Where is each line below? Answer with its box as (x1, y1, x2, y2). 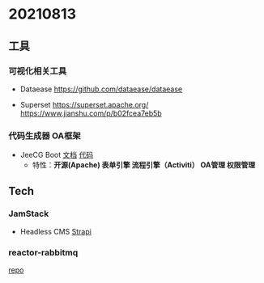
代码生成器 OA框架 (8, 130, 81, 141)
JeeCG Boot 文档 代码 (19, 150, 94, 160)
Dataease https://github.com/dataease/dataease (19, 84, 183, 94)
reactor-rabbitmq (8, 247, 79, 258)
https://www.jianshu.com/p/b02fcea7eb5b (19, 108, 162, 118)
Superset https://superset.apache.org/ (19, 99, 149, 109)
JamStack (8, 208, 49, 219)
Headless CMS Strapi (19, 226, 92, 236)
